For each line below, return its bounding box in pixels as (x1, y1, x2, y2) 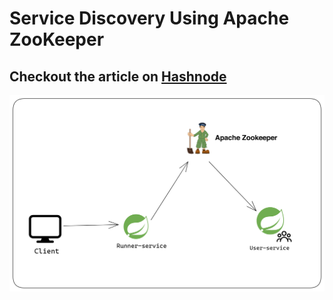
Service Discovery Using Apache (9, 7, 290, 30)
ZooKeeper (9, 28, 105, 51)
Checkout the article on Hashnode (9, 68, 227, 85)
